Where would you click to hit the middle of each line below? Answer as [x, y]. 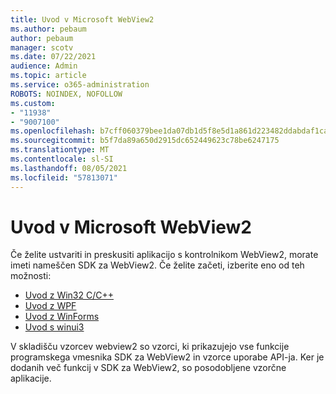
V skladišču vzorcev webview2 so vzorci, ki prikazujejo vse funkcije [150, 347]
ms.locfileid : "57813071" [64, 177]
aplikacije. [31, 378]
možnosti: [31, 276]
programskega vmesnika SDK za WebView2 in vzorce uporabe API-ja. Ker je [167, 357]
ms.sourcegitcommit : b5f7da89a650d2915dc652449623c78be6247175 [145, 141]
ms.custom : [33, 103]
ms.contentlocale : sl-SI [62, 159]
